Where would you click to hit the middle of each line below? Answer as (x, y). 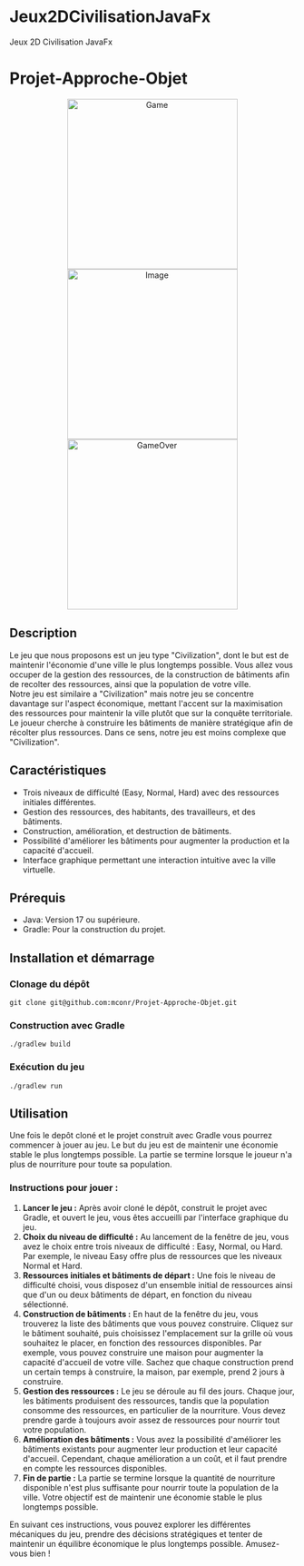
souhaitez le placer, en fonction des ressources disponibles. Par (142, 1343)
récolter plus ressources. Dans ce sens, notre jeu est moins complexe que (148, 732)
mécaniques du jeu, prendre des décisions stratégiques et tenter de (136, 1534)
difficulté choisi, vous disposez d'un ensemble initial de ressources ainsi (157, 1285)
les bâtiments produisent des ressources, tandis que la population (146, 1401)
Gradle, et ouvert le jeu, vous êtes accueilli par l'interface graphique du (155, 1217)
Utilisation (39, 1113)
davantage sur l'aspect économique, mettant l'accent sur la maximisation (146, 703)
